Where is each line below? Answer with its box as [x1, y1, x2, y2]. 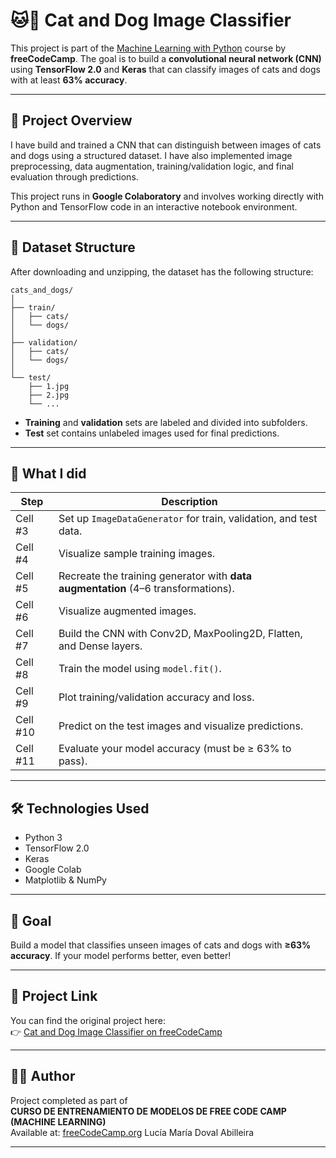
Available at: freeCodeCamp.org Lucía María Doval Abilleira [10, 1126, 255, 1138]
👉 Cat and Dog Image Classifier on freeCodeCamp [10, 1025, 223, 1038]
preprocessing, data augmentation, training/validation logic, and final [10, 160, 294, 172]
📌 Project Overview [10, 112, 133, 129]
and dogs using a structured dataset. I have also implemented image [10, 149, 293, 161]
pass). [58, 754, 88, 768]
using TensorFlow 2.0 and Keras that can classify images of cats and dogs [10, 63, 321, 75]
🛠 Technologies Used [10, 800, 150, 817]
